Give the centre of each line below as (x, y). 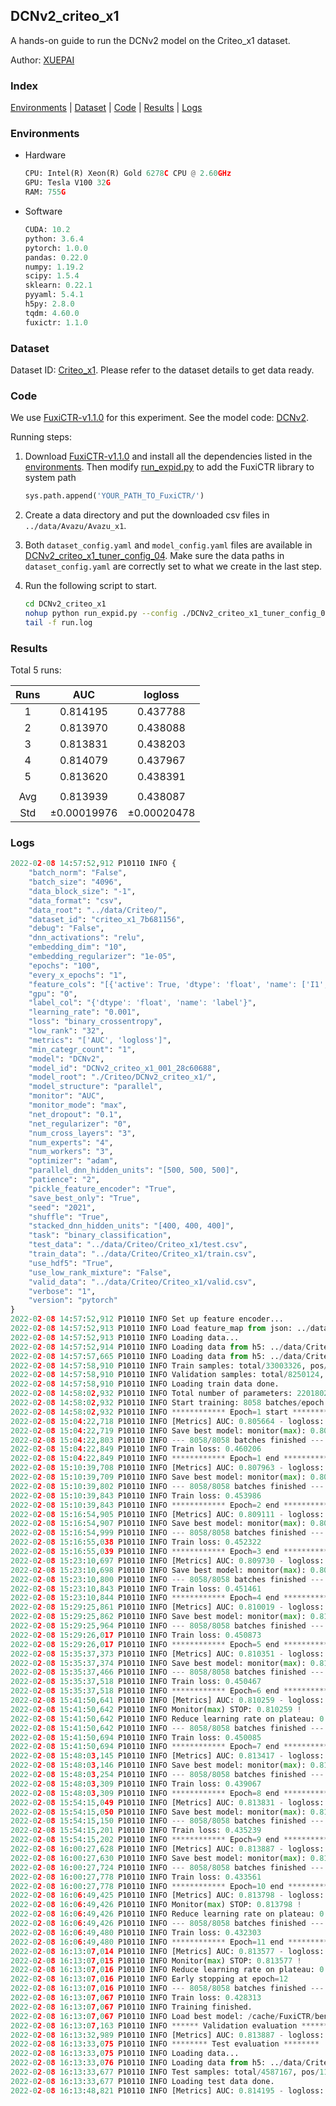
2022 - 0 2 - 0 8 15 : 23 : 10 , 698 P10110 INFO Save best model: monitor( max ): (158, 1570)
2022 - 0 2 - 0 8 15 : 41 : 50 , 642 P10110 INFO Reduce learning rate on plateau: (162, 1719)
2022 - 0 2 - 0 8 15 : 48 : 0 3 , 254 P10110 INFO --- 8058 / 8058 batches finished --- (167, 1775)
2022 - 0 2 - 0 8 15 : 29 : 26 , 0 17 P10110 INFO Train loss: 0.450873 (136, 1635)
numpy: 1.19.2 (54, 267)
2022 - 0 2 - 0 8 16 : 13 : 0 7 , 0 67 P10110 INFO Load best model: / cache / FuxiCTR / (163, 2016)
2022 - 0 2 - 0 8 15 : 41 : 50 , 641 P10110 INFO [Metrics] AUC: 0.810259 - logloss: (167, 1700)
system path (50, 478)
